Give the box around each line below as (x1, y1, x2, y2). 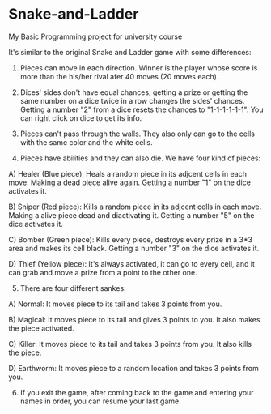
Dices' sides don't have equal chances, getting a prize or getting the (19, 87, 248, 97)
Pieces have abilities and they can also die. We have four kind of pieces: (19, 153, 261, 163)
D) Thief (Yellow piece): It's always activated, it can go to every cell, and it (8, 258, 255, 268)
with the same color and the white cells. (19, 137, 154, 147)
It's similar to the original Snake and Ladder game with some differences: (8, 47, 252, 57)
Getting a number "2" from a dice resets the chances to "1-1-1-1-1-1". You (19, 105, 264, 114)
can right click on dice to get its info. (19, 113, 142, 122)
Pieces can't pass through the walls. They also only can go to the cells (19, 129, 255, 139)
